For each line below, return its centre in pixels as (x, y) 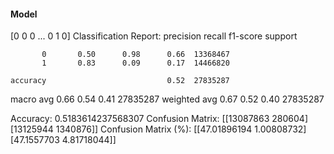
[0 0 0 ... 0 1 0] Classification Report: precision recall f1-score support (154, 36)
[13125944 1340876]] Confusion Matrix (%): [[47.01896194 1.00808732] (158, 129)
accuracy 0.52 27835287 (120, 81)
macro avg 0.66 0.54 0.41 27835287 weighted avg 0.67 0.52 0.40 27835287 (167, 99)
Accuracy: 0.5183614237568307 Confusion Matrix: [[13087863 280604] (159, 119)
